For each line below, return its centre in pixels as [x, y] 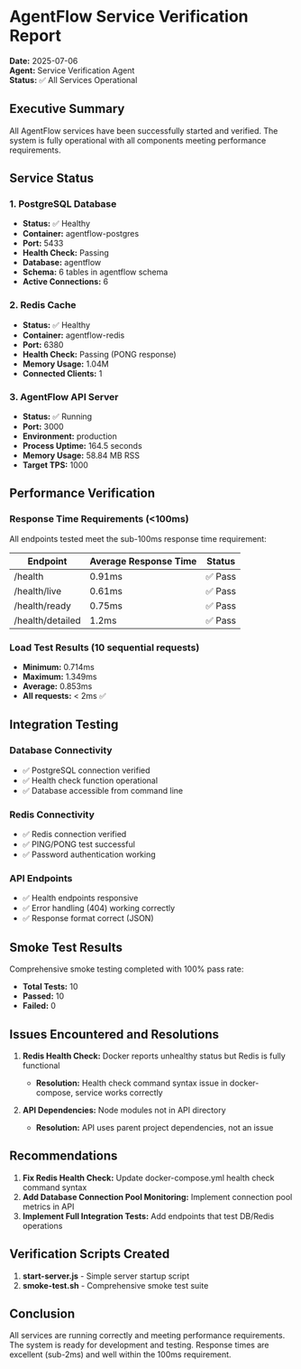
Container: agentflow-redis [73, 335]
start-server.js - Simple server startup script [106, 1276]
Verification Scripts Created [90, 1254]
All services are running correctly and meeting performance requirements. [147, 1336]
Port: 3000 [43, 427]
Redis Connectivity [52, 815]
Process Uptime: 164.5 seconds [82, 446]
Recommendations [64, 1156]
